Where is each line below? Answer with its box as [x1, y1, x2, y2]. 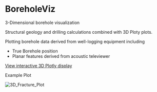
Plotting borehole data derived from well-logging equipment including [5, 38, 145, 45]
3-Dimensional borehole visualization [5, 20, 80, 25]
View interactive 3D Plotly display [5, 63, 72, 69]
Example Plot [5, 72, 32, 78]
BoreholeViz [5, 3, 56, 15]
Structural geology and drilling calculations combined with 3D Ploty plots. [5, 29, 153, 35]
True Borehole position [12, 48, 58, 54]
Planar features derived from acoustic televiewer [12, 53, 110, 59]
